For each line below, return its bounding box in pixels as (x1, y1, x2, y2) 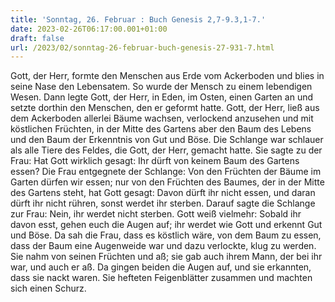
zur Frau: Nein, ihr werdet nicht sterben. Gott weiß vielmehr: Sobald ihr (10, 208, 302, 220)
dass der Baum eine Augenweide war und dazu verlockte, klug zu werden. (10, 240, 317, 252)
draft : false (10, 33, 65, 43)
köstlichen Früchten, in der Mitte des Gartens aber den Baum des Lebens (10, 123, 312, 135)
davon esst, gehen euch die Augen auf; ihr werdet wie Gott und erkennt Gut (10, 219, 323, 231)
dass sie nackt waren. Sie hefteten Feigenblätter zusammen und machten (10, 272, 313, 284)
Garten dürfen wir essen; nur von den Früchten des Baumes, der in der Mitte (10, 176, 325, 188)
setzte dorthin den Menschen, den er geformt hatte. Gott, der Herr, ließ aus (10, 102, 320, 114)
